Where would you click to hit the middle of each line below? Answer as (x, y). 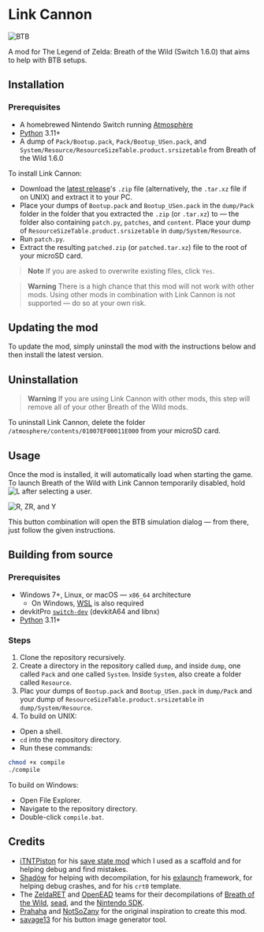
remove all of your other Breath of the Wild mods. (108, 407)
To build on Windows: (43, 785)
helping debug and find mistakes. (74, 869)
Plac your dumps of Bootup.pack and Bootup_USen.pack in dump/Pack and (136, 691)
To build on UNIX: (48, 716)
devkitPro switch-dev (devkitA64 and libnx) (89, 611)
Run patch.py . (42, 239)
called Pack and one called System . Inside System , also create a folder (130, 674)
